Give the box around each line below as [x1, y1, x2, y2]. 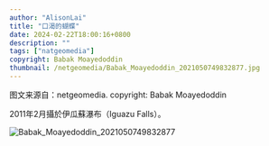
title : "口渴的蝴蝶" [9, 22, 79, 31]
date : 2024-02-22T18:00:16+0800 [9, 30, 131, 39]
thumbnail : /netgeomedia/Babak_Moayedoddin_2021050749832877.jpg [9, 64, 260, 73]
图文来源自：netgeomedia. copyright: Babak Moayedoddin [9, 89, 227, 100]
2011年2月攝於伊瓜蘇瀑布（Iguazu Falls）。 [9, 108, 166, 119]
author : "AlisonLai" [9, 13, 88, 23]
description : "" [9, 38, 70, 48]
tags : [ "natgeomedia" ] [9, 47, 95, 56]
